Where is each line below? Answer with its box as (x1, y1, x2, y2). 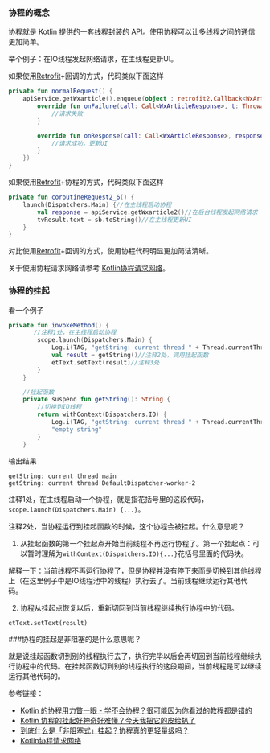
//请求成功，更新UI (51, 139, 108, 147)
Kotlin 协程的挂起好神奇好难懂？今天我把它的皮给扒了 (19, 715, 196, 725)
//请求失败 (51, 109, 83, 117)
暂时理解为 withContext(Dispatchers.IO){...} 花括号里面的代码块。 (27, 549, 248, 558)
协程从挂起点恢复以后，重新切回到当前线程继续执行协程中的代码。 (19, 603, 239, 612)
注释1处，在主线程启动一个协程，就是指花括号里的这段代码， (8, 494, 209, 504)
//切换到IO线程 (37, 403, 82, 411)
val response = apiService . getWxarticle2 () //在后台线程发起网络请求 (37, 208, 259, 216)
